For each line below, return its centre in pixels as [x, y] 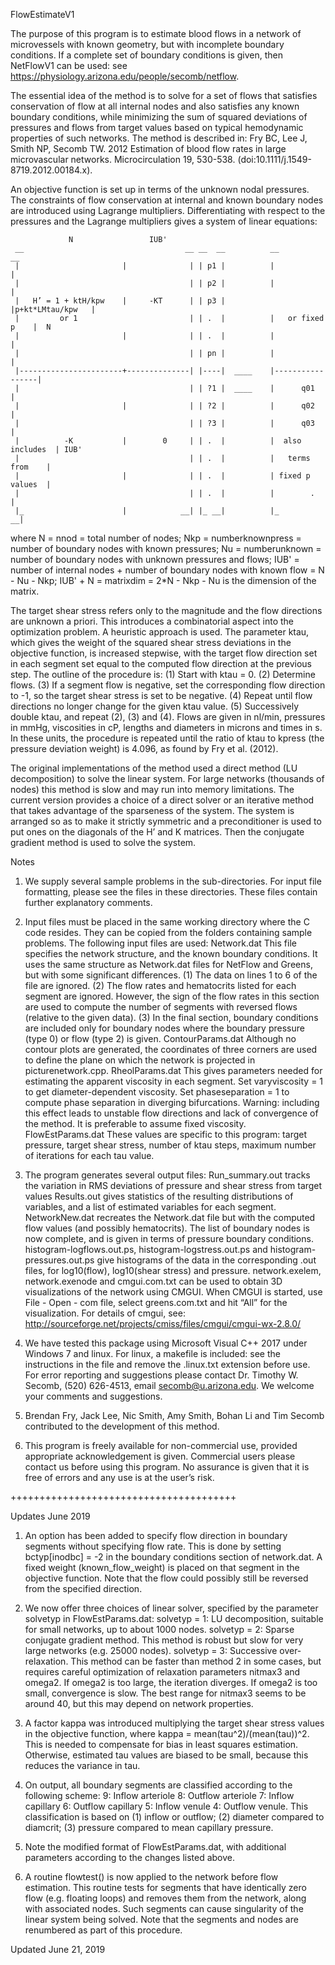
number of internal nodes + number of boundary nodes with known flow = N [167, 570]
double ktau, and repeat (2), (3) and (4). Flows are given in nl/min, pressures [168, 717]
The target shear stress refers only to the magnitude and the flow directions [166, 610]
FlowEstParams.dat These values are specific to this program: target [165, 1134]
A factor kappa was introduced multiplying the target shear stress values [174, 1723]
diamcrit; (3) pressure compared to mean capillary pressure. [149, 1827]
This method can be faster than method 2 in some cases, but [196, 1661]
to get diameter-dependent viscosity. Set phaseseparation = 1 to [157, 1092]
